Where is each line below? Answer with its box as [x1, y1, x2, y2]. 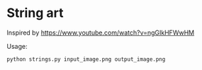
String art [6, 5, 64, 21]
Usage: [6, 42, 28, 50]
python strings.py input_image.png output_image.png [6, 55, 166, 63]
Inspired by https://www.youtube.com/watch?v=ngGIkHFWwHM [6, 28, 195, 37]
